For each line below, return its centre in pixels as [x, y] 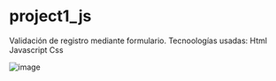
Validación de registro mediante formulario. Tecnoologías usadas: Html [138, 40]
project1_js [50, 16]
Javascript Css [36, 49]
